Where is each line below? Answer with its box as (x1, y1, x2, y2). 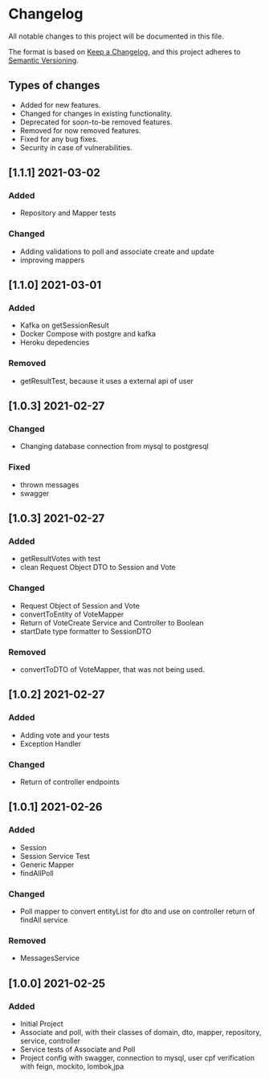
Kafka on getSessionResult (19, 320, 110, 330)
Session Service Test (19, 851, 90, 861)
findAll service (19, 914, 68, 924)
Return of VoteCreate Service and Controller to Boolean (19, 617, 204, 627)
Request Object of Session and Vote (19, 601, 141, 610)
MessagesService (19, 953, 80, 963)
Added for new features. (19, 100, 101, 109)
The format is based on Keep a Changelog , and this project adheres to (8, 47, 241, 56)
